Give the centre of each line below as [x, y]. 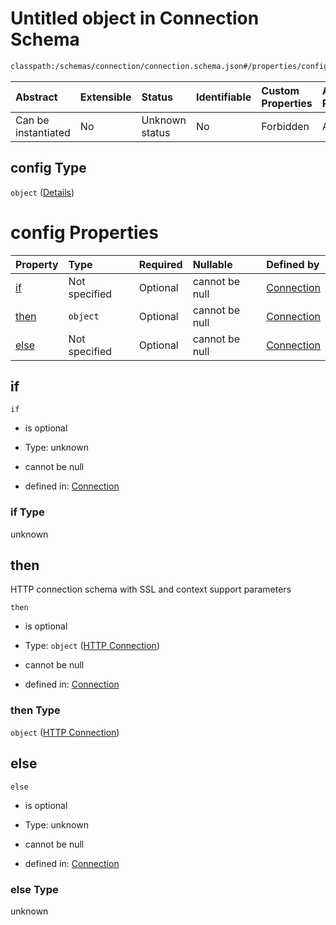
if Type [27, 512]
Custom [280, 90]
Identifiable [223, 97]
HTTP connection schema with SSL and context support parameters [151, 589]
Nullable [212, 264]
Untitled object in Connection [135, 18]
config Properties [84, 232]
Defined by [293, 264]
